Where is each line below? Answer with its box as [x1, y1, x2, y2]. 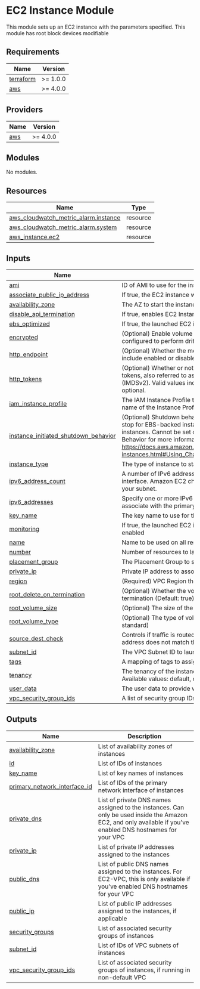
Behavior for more [121, 435, 173, 443]
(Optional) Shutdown [121, 413, 180, 421]
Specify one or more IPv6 [121, 494, 193, 502]
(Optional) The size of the [121, 604, 193, 612]
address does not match [121, 638, 189, 646]
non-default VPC [98, 973, 146, 981]
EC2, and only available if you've [98, 818, 189, 826]
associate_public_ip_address [9, 290, 90, 299]
